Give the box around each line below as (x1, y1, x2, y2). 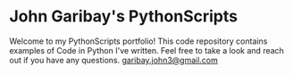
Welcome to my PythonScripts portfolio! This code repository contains (9, 36, 268, 46)
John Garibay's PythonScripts (9, 6, 239, 27)
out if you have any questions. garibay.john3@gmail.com (9, 54, 219, 65)
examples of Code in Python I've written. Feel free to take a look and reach (9, 45, 284, 55)
